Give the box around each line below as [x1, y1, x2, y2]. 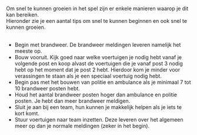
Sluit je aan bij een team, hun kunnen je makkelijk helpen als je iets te [14, 104, 182, 110]
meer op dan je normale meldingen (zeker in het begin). [14, 123, 150, 129]
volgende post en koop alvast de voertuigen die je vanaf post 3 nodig [14, 60, 183, 67]
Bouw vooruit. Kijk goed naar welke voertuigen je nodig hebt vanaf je [14, 54, 182, 60]
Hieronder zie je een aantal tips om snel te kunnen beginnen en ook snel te [6, 18, 187, 24]
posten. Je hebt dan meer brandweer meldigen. [14, 97, 131, 104]
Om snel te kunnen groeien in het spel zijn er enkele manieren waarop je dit [6, 5, 189, 12]
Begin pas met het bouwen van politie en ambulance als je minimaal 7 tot [14, 79, 191, 86]
